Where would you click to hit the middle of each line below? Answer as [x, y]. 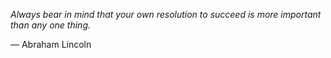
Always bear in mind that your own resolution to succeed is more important [166, 14]
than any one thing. [50, 25]
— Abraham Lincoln [51, 44]
